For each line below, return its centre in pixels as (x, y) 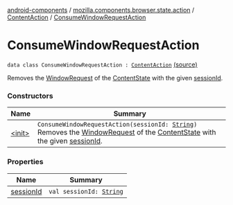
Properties (25, 162)
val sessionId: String (86, 191)
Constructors (30, 96)
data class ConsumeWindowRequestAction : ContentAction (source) (102, 64)
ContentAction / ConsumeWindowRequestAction (77, 17)
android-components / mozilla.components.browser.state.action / (101, 10)
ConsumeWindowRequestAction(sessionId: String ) (117, 125)
